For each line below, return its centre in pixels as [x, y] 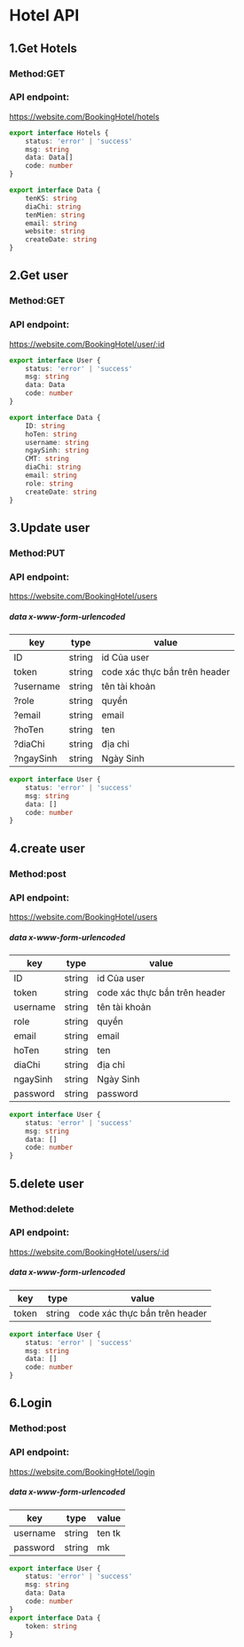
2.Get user [39, 276]
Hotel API [44, 16]
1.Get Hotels [43, 48]
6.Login [31, 1403]
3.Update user [50, 528]
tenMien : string [55, 215]
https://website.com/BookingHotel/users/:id [89, 1252]
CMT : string [47, 459]
